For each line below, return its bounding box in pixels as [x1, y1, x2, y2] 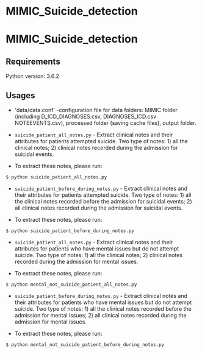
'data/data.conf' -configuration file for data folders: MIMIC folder [14, 107, 178, 113]
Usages [5, 90, 35, 101]
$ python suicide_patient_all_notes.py [5, 174, 107, 180]
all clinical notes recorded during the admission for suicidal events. [14, 204, 183, 211]
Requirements [5, 56, 60, 66]
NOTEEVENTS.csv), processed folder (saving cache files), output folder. [14, 119, 197, 126]
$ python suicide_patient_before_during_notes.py [5, 228, 135, 234]
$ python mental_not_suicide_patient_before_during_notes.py [5, 342, 165, 348]
